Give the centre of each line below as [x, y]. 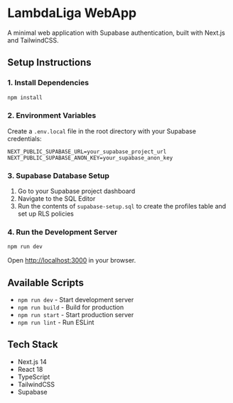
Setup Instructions [49, 63]
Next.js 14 [32, 361]
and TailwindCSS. [33, 40]
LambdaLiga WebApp [72, 13]
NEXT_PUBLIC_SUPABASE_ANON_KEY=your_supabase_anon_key [90, 158]
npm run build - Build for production [71, 307]
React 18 [30, 369]
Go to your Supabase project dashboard [76, 191]
